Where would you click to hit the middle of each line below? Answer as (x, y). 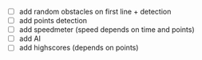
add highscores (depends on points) (79, 48)
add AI (30, 38)
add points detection (53, 21)
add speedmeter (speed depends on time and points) (107, 30)
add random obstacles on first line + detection (95, 12)
